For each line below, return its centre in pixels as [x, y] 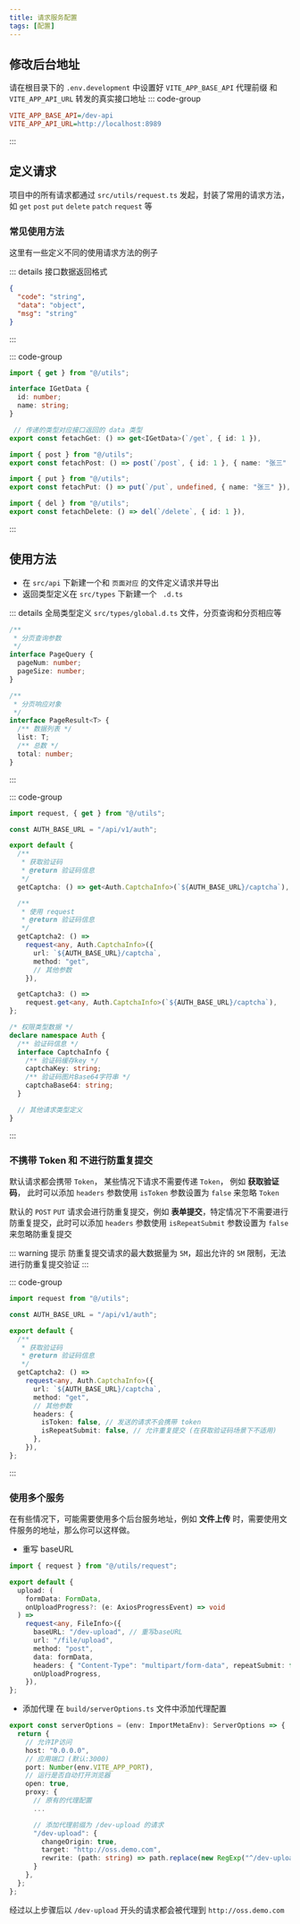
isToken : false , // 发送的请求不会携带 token [121, 1423]
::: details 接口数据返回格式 [58, 272]
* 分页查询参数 [37, 638]
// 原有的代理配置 [62, 1800]
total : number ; [46, 754]
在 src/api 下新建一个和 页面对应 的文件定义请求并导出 [121, 582]
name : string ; [43, 406]
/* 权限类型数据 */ [42, 1027]
